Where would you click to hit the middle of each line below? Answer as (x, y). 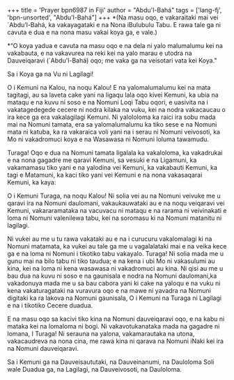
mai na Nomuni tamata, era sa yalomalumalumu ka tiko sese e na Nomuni (112, 124)
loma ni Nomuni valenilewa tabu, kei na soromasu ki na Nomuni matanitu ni (115, 218)
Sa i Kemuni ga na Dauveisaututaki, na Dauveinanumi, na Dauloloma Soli (111, 362)
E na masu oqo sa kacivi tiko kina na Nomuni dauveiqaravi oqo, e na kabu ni (116, 319)
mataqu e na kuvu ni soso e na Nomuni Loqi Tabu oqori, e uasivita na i (108, 102)
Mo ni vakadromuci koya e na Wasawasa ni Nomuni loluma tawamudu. (108, 139)
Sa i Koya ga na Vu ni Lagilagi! (50, 74)
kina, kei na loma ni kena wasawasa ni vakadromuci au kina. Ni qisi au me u (115, 268)
